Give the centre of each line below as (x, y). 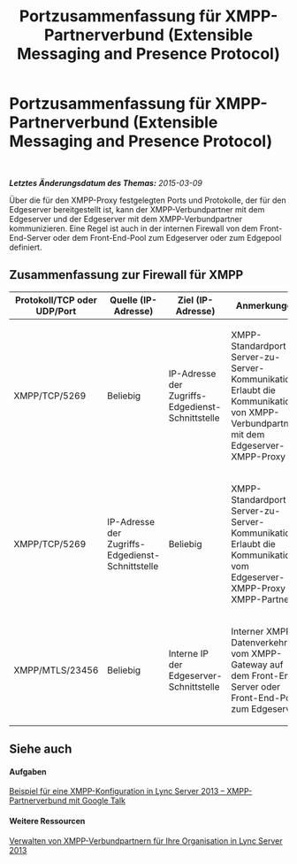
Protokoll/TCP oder (56, 300)
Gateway (249, 664)
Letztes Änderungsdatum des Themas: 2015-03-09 (106, 182)
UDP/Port (56, 311)
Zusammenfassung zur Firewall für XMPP (126, 275)
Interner (247, 631)
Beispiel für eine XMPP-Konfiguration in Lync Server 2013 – (117, 791)
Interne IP (189, 653)
